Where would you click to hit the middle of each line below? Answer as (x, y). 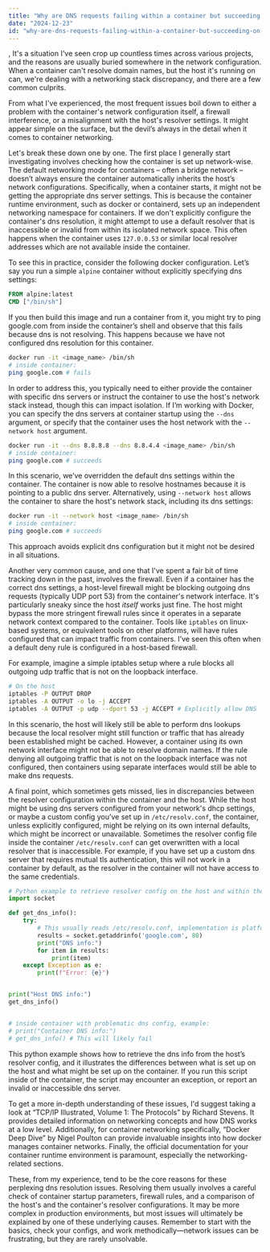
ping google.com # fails (50, 372)
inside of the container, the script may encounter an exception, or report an (133, 1079)
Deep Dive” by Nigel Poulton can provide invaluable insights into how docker (135, 1138)
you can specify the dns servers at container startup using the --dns (121, 413)
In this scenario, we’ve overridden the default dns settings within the (122, 476)
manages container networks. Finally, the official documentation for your (129, 1146)
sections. (49, 1164)
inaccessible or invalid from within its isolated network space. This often (128, 230)
